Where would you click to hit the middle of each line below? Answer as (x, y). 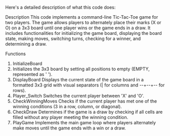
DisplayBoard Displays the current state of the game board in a (78, 80)
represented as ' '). (32, 74)
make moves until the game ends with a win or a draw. (69, 128)
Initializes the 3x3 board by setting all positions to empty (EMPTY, (81, 69)
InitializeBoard (27, 63)
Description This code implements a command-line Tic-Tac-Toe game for (82, 17)
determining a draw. (26, 44)
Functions (16, 54)
